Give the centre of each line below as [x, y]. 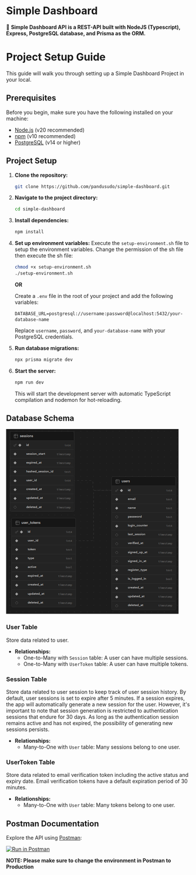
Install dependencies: [42, 220]
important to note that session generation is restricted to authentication [92, 711]
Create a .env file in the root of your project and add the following [94, 296]
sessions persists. [28, 729]
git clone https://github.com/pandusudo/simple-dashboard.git [92, 186]
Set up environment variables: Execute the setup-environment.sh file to [102, 243]
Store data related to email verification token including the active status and [97, 775]
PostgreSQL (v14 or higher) [48, 142]
